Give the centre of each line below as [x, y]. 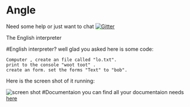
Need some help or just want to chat [50, 26]
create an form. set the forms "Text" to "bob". [67, 70]
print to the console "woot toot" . [51, 65]
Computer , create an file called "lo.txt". [61, 60]
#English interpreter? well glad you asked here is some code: [80, 49]
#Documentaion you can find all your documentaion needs [113, 92]
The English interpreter [34, 37]
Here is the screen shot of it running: [51, 81]
